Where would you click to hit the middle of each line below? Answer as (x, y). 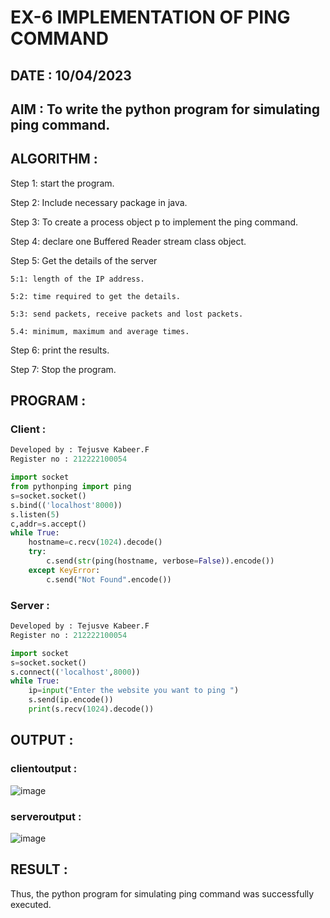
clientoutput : (44, 769)
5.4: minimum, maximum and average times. (100, 331)
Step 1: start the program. (62, 183)
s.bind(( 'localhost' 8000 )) (66, 505)
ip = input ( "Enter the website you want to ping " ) (134, 691)
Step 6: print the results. (60, 350)
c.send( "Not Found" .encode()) (109, 579)
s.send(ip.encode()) (71, 700)
